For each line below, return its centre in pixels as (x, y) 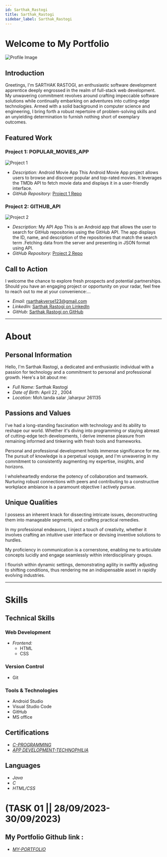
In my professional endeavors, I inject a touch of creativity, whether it (76, 529)
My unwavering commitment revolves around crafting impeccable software (82, 96)
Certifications (27, 733)
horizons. (15, 466)
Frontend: (22, 643)
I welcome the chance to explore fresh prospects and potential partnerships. (83, 281)
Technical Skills (30, 618)
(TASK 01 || (29, 808)
